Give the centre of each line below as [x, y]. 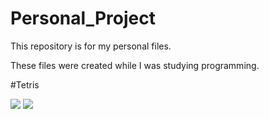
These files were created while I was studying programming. [135, 65]
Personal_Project [83, 18]
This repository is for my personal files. [91, 46]
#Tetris [25, 84]
